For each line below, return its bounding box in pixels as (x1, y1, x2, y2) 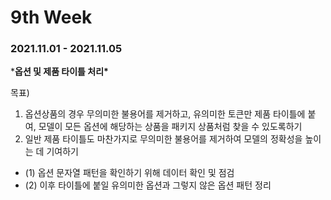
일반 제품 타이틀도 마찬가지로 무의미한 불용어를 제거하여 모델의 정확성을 (24, 133, 303, 145)
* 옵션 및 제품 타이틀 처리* (10, 66, 109, 78)
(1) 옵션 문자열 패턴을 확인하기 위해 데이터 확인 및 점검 (24, 167, 235, 179)
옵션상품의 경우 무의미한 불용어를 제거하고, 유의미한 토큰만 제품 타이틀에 (24, 108, 306, 120)
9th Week (10, 6, 93, 29)
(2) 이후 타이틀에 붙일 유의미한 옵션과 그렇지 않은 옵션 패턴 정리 (24, 179, 272, 191)
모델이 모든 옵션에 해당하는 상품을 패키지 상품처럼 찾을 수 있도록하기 (38, 121, 303, 133)
